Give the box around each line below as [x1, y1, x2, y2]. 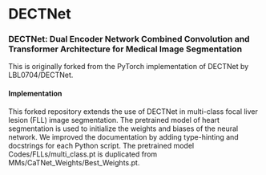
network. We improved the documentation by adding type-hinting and [8, 132, 239, 141]
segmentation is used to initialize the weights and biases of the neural [8, 124, 239, 133]
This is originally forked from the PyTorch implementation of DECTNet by [8, 62, 249, 71]
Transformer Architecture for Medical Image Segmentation [8, 43, 243, 55]
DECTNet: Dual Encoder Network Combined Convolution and [8, 34, 250, 45]
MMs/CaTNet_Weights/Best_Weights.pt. [8, 157, 140, 167]
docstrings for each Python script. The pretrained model [8, 140, 195, 150]
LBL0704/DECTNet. [8, 70, 74, 80]
